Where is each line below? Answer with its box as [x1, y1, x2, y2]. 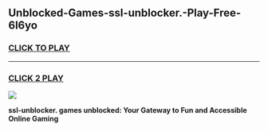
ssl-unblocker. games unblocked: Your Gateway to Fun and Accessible [8, 105, 247, 114]
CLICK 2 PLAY [8, 72, 64, 83]
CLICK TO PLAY [8, 43, 70, 54]
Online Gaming [8, 114, 59, 123]
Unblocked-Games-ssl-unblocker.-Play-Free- [8, 6, 242, 20]
